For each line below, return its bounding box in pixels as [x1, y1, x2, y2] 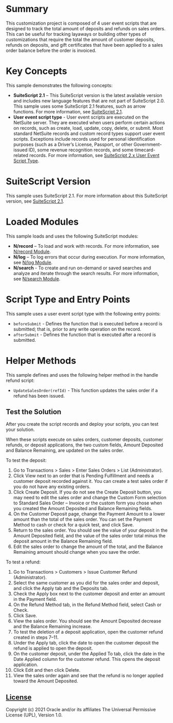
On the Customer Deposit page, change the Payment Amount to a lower [13, 511, 165, 517]
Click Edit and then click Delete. [13, 667, 81, 673]
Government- [133, 141, 162, 147]
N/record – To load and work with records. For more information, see [13, 243, 160, 249]
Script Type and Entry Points [6, 294, 130, 305]
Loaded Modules [6, 216, 79, 227]
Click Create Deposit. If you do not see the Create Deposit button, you [13, 489, 162, 495]
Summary [6, 3, 48, 15]
